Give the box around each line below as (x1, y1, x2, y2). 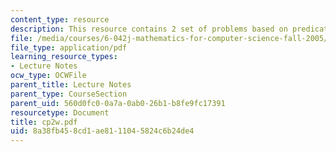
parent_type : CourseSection (10, 89, 128, 99)
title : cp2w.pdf (10, 117, 78, 127)
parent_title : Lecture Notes (10, 80, 132, 90)
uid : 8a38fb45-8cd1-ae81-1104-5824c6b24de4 (10, 126, 195, 136)
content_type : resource (10, 14, 110, 25)
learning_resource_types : (10, 52, 118, 62)
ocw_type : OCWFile (10, 71, 87, 81)
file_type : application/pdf (10, 42, 128, 53)
